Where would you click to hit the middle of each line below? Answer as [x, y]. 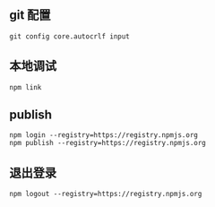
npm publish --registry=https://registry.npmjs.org [107, 143]
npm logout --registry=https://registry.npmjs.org [106, 194]
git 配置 [30, 15]
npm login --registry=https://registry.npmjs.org [104, 135]
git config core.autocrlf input [69, 36]
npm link [26, 87]
